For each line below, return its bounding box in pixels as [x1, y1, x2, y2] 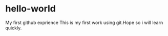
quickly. [5, 24, 22, 30]
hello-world [5, 3, 56, 14]
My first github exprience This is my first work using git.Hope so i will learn [5, 19, 163, 25]
